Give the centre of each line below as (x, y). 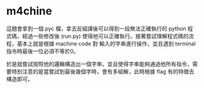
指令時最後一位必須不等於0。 (42, 51)
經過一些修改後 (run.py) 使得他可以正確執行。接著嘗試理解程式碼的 (106, 36)
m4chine (29, 11)
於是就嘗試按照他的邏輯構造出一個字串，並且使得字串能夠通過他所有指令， (99, 64)
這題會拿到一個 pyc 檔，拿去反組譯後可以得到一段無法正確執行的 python (96, 28)
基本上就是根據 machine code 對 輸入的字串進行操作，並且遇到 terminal (106, 43)
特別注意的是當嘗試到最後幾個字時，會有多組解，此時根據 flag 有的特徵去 (103, 71)
